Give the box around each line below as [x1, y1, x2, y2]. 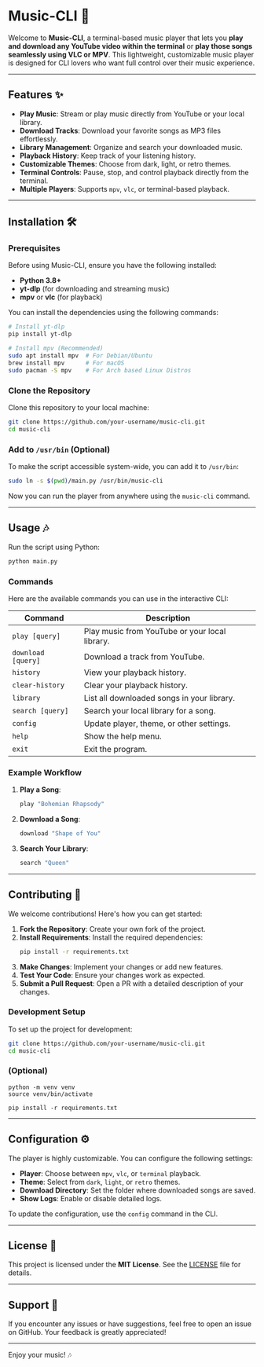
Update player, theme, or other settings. [83, 718, 231, 729]
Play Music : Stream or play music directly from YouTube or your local [19, 109, 245, 119]
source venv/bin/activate [8, 1090, 93, 1098]
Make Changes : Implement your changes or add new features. [19, 962, 224, 971]
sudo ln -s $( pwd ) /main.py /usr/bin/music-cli [8, 477, 163, 486]
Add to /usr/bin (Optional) [8, 444, 111, 455]
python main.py [8, 557, 58, 565]
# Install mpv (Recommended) [8, 345, 104, 353]
